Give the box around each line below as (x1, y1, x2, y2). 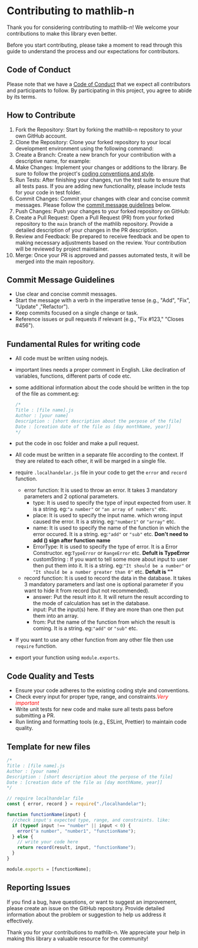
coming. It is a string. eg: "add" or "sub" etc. (32, 625, 138, 632)
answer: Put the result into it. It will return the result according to (32, 593, 189, 600)
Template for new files (6, 742, 91, 752)
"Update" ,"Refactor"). (15, 303, 70, 310)
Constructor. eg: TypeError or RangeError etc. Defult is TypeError (32, 550, 190, 557)
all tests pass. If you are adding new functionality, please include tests (15, 182, 186, 190)
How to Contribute (6, 111, 76, 121)
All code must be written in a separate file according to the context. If (15, 451, 184, 459)
